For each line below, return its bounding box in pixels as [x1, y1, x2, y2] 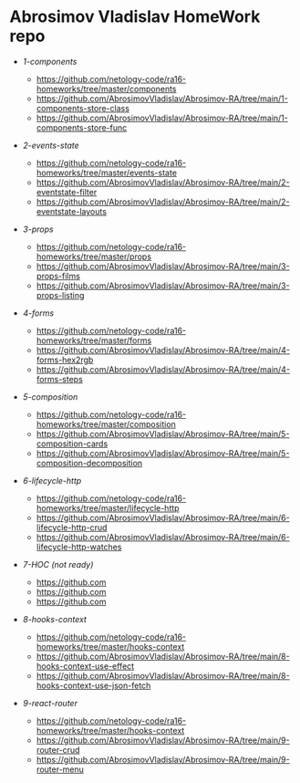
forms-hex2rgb [36, 354, 94, 365]
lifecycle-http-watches [36, 541, 122, 552]
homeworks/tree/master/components [36, 83, 177, 94]
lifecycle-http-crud [36, 522, 108, 533]
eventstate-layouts [36, 205, 108, 216]
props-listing [36, 289, 85, 300]
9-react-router [22, 697, 78, 708]
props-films [36, 270, 80, 281]
